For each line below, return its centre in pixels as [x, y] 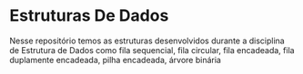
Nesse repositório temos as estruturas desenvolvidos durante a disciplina [147, 41]
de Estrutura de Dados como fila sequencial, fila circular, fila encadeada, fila [152, 50]
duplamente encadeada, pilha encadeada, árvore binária [115, 60]
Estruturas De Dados [89, 16]
